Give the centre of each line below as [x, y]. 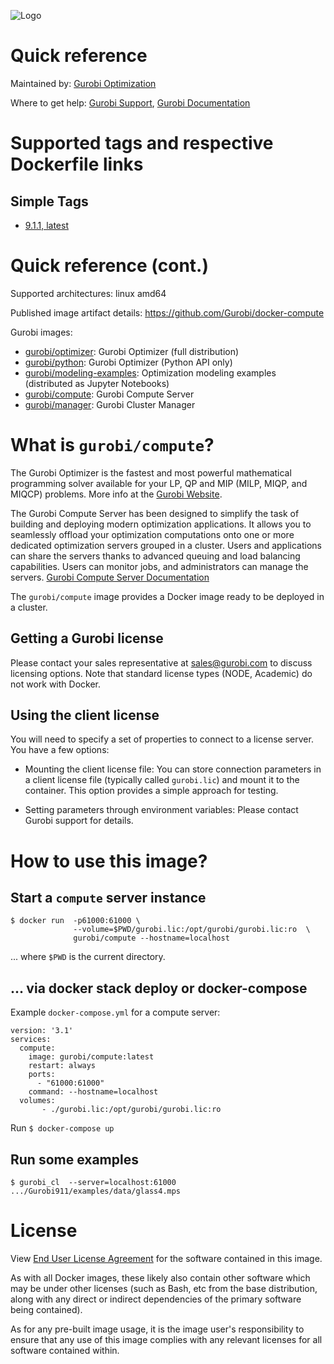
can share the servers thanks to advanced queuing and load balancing [155, 556]
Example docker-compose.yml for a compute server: [115, 1012]
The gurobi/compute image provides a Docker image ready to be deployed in [167, 596]
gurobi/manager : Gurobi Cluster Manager [110, 404]
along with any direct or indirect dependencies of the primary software [156, 1299]
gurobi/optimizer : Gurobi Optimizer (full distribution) [132, 351]
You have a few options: [60, 750]
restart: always [62, 1066]
